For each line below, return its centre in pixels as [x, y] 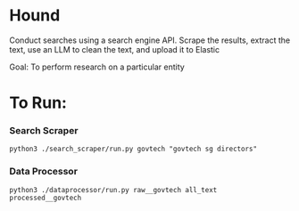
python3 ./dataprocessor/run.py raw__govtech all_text [113, 190]
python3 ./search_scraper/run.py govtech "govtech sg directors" [133, 149]
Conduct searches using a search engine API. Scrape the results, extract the [150, 40]
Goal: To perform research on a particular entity [97, 67]
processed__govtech [46, 198]
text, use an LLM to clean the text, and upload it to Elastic [115, 49]
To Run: [38, 103]
